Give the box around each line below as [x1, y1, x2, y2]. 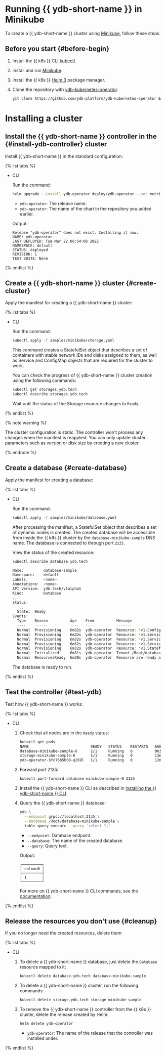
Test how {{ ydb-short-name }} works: [5, 701, 83, 707]
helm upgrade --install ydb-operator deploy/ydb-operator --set [12, 191, 148, 196]
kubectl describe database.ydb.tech [12, 559, 88, 564]
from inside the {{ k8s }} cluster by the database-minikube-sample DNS [12, 535, 156, 541]
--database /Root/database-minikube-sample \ [24, 819, 120, 824]
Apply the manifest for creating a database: [5, 477, 93, 483]
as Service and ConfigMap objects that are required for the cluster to [12, 357, 153, 364]
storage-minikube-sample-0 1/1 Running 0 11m [19, 753, 162, 758]
